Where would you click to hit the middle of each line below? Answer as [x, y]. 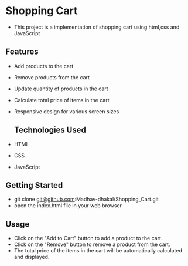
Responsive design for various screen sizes [66, 111]
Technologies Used [50, 130]
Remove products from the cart [52, 77]
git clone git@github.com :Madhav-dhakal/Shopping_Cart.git [86, 199]
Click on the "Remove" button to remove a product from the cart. [92, 244]
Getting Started [34, 185]
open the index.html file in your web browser [68, 206]
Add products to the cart [44, 66]
